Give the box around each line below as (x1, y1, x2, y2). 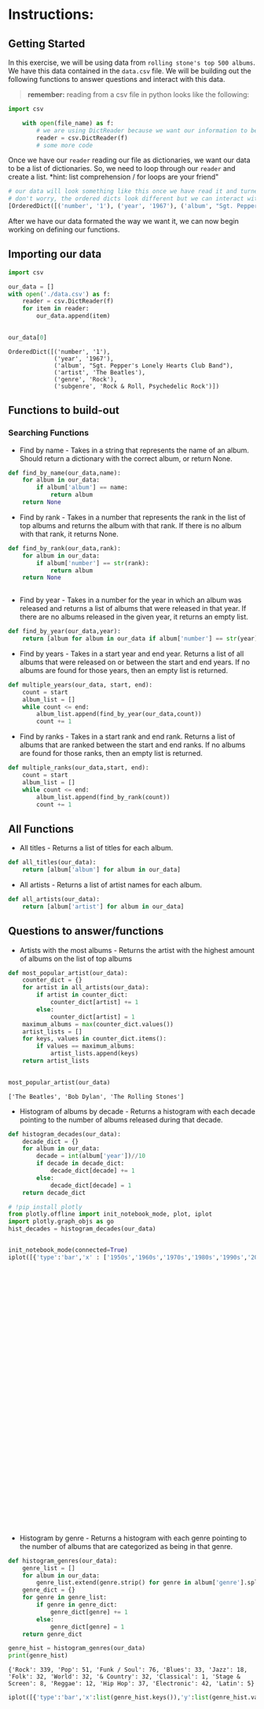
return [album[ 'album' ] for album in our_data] (22, 866, 181, 874)
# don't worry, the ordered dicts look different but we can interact (8, 195, 244, 203)
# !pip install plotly (8, 1203, 82, 1211)
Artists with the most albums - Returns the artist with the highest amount (19, 945, 255, 955)
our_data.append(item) (36, 312, 111, 320)
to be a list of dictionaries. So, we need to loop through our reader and (8, 164, 236, 173)
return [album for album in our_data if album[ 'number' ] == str (22, 635, 237, 642)
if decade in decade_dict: (36, 1160, 125, 1167)
